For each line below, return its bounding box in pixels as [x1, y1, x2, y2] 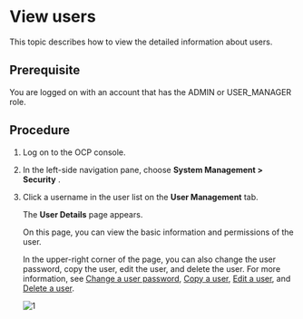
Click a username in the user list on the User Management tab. [22, 191, 259, 202]
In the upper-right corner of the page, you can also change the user [22, 254, 277, 265]
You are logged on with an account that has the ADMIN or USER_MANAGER [9, 86, 292, 97]
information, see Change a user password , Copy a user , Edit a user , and [22, 273, 291, 284]
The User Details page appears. [22, 208, 143, 219]
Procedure [9, 122, 71, 138]
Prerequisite [9, 63, 81, 78]
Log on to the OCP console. [22, 147, 126, 158]
